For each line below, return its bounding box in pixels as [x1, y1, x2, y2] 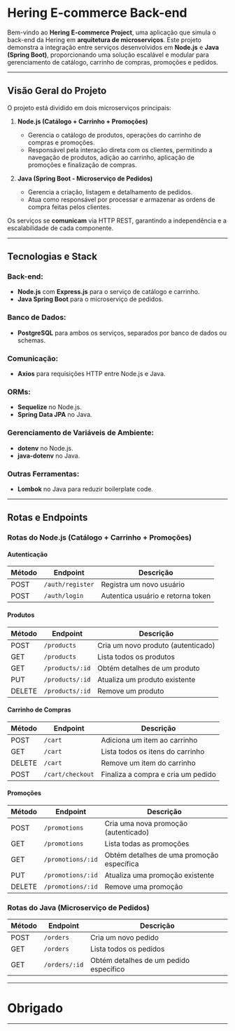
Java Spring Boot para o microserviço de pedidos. [17, 295, 164, 303]
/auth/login [43, 592, 84, 600]
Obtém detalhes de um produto [97, 663, 201, 673]
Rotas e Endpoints [7, 512, 88, 524]
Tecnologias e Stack [7, 251, 98, 262]
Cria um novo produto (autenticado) [97, 640, 215, 650]
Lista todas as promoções [104, 839, 190, 849]
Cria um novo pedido [90, 933, 159, 943]
